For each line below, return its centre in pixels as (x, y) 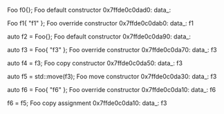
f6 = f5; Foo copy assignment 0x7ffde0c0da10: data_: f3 (87, 103)
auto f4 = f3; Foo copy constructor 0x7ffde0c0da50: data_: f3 (95, 63)
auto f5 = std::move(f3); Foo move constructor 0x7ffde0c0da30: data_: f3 (112, 76)
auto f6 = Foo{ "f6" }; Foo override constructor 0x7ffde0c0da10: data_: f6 (112, 90)
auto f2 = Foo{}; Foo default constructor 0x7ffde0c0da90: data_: (99, 36)
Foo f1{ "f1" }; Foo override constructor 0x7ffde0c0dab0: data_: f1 (100, 23)
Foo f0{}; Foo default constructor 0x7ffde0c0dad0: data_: (89, 10)
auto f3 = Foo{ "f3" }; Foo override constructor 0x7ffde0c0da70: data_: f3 (112, 50)
